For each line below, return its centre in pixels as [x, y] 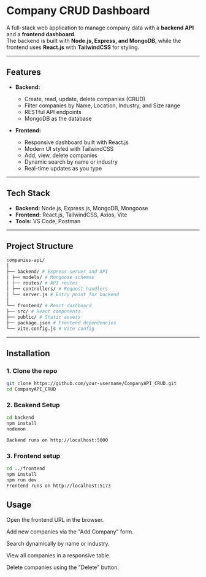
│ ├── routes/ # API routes [42, 283]
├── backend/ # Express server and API [57, 272]
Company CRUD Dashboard [78, 11]
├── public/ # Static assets [44, 317]
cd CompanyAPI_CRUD [31, 389]
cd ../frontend [26, 469]
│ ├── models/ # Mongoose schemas [51, 277]
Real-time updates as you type [63, 168]
